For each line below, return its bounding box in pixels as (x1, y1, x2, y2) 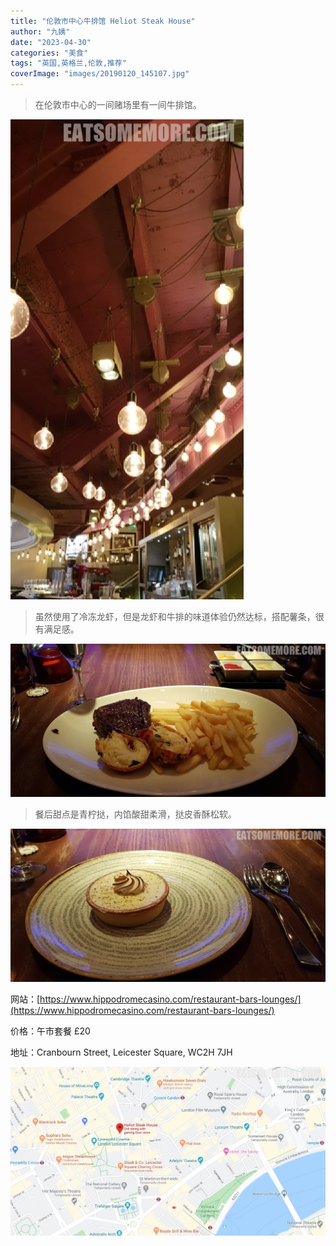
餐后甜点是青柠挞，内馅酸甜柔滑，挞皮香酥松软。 (34, 808, 237, 820)
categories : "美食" (10, 48, 89, 58)
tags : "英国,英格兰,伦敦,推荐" (10, 58, 127, 69)
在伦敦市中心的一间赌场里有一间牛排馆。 (34, 99, 202, 110)
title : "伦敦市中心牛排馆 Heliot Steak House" (10, 16, 196, 26)
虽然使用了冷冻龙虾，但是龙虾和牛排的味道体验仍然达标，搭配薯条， (34, 611, 316, 622)
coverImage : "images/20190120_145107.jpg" (10, 69, 190, 79)
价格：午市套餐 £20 (10, 1025, 91, 1037)
